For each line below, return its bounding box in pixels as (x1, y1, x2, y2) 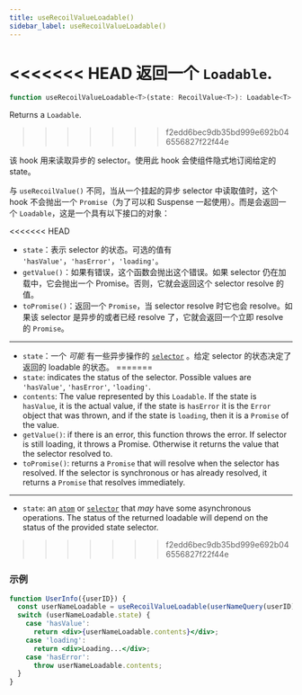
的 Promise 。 (22, 323, 69, 334)
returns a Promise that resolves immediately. (22, 477, 186, 488)
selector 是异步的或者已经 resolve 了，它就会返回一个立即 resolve (40, 312, 284, 323)
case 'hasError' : (25, 653, 91, 662)
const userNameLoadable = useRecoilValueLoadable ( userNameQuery (17, 602, 263, 611)
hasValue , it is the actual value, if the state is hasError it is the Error (22, 401, 271, 412)
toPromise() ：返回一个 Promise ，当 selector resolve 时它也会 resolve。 (22, 300, 285, 311)
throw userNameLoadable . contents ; (32, 661, 164, 670)
